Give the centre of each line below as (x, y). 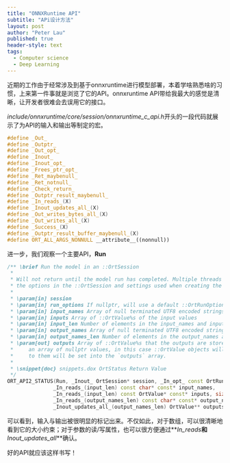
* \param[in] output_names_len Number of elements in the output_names (114, 337)
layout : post (26, 26)
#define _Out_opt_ (33, 151)
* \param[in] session (41, 299)
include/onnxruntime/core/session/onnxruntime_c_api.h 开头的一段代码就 (110, 116)
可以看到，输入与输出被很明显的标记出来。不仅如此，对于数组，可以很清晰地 (115, 421)
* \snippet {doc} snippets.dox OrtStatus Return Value (88, 368)
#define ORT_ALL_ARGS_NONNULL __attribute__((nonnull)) (88, 240)
